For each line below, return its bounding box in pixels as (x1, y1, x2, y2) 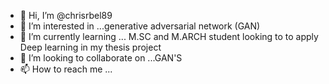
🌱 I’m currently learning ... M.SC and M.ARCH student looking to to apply (19, 31, 319, 42)
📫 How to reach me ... (19, 63, 113, 75)
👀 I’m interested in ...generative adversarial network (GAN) (19, 20, 261, 32)
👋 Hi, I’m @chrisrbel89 (19, 10, 113, 21)
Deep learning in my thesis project (19, 41, 162, 53)
